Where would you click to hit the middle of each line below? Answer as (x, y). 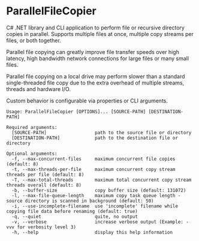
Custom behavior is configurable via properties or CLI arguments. (87, 101)
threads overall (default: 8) (44, 185)
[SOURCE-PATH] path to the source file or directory (102, 132)
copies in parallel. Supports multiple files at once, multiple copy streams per (100, 34)
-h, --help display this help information (92, 232)
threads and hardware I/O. (38, 89)
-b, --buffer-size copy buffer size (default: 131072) (99, 190)
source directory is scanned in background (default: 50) (80, 201)
